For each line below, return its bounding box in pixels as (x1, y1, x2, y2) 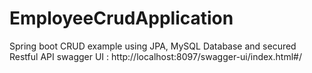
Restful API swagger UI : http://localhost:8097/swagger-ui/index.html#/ (9, 50, 302, 62)
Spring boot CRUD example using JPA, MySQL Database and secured (9, 40, 297, 52)
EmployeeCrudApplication (9, 7, 234, 30)
